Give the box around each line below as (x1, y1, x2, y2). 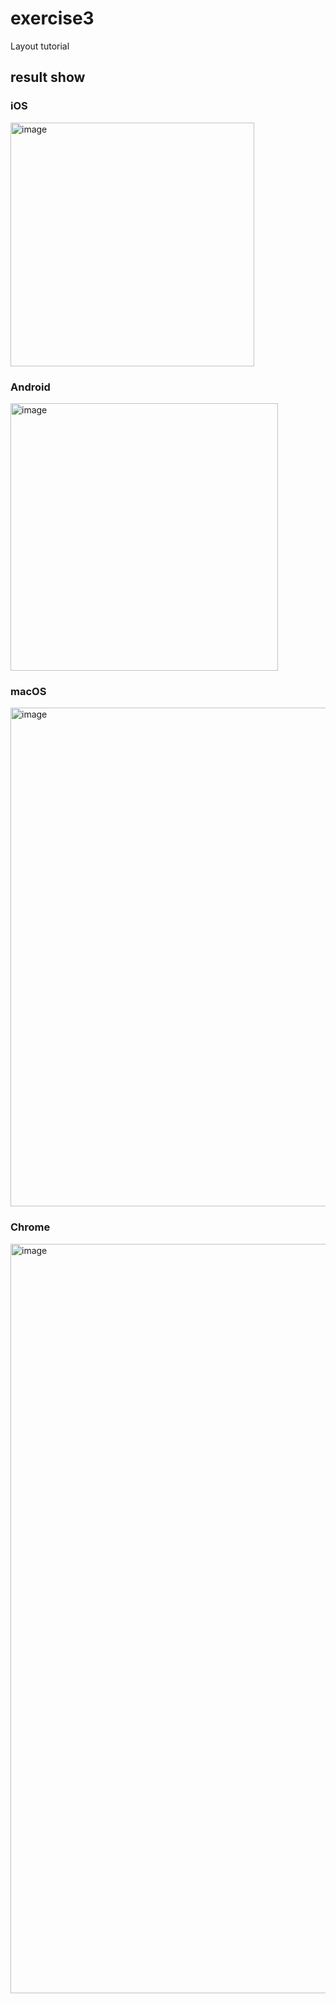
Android (10, 380, 51, 394)
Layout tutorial (10, 40, 70, 52)
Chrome (10, 1220, 51, 1234)
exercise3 (10, 7, 95, 30)
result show (10, 69, 86, 86)
